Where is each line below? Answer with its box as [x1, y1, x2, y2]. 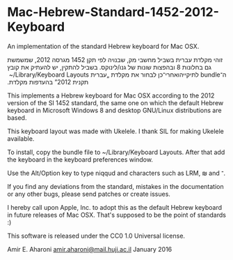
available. [7, 134, 35, 143]
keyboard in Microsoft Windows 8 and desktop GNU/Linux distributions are [7, 106, 222, 114]
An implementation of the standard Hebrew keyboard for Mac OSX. [7, 42, 200, 50]
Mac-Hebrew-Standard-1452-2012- [7, 4, 219, 20]
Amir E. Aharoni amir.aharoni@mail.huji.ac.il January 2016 [7, 245, 172, 253]
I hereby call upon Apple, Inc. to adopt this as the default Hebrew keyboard [7, 203, 223, 211]
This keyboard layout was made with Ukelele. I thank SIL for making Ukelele [7, 127, 225, 135]
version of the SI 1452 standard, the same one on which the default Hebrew [7, 98, 224, 107]
